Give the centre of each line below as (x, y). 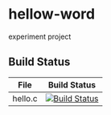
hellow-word (51, 14)
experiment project (40, 36)
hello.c (25, 98)
